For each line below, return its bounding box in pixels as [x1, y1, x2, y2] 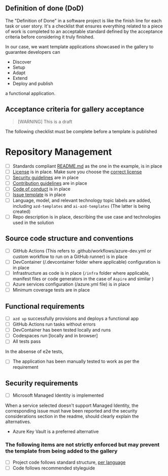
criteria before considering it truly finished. [5, 34, 95, 40]
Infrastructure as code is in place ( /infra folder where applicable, [12, 270, 150, 276]
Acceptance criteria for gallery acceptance [5, 105, 145, 114]
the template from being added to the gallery [5, 448, 118, 455]
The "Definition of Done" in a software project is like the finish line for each [5, 17, 162, 23]
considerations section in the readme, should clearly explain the [5, 414, 139, 420]
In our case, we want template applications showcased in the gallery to [5, 43, 154, 50]
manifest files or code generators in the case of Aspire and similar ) [12, 276, 154, 282]
